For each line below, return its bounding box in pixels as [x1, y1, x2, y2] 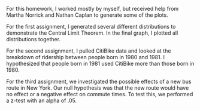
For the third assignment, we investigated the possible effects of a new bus [6, 78, 192, 85]
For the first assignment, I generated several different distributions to [6, 23, 176, 30]
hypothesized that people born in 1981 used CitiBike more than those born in [6, 60, 195, 67]
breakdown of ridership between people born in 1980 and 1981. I [6, 54, 165, 60]
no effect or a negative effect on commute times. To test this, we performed [6, 91, 193, 97]
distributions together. [6, 36, 61, 42]
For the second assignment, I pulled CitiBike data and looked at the [6, 47, 171, 54]
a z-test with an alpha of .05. [6, 97, 77, 104]
